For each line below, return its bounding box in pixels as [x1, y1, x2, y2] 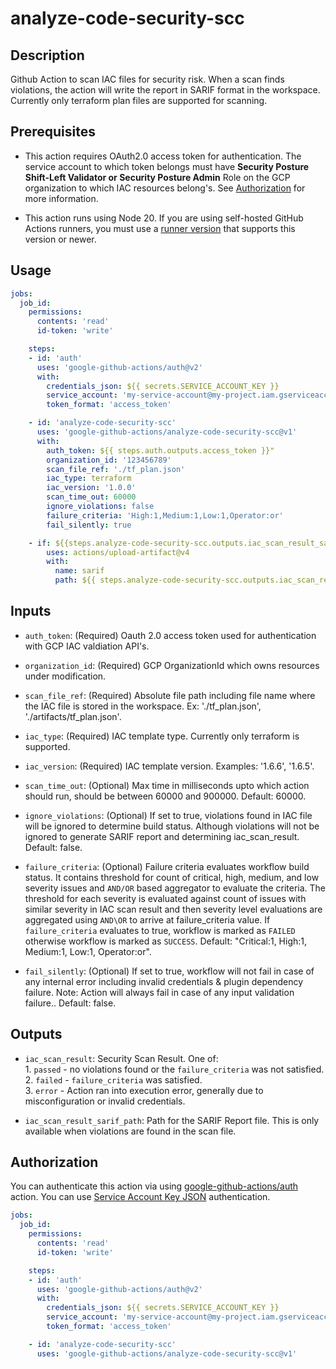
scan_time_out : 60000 [46, 492, 137, 502]
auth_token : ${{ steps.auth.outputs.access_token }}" [46, 445, 275, 456]
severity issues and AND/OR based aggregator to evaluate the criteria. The [24, 882, 326, 894]
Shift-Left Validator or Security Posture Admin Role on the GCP [24, 171, 291, 183]
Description [10, 47, 85, 64]
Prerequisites [10, 123, 96, 141]
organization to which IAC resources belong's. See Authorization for [24, 182, 306, 194]
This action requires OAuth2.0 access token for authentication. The [24, 150, 302, 162]
